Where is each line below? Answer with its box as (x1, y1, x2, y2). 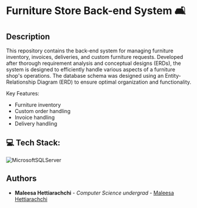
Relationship (6, 78, 36, 85)
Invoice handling (14, 114, 55, 121)
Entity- (165, 72, 181, 79)
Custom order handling (14, 108, 71, 114)
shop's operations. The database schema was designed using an (6, 72, 164, 79)
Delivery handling (14, 120, 58, 127)
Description (6, 31, 50, 41)
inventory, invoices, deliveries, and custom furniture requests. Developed (6, 54, 183, 60)
